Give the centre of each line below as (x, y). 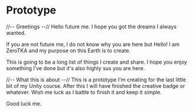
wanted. (16, 32)
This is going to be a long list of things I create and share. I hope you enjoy (97, 62)
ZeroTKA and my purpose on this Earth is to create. (68, 50)
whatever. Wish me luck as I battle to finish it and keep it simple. (84, 92)
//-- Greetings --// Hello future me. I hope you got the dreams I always (91, 27)
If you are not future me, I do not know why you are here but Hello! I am (93, 44)
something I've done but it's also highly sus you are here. (76, 68)
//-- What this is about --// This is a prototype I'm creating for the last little (96, 80)
